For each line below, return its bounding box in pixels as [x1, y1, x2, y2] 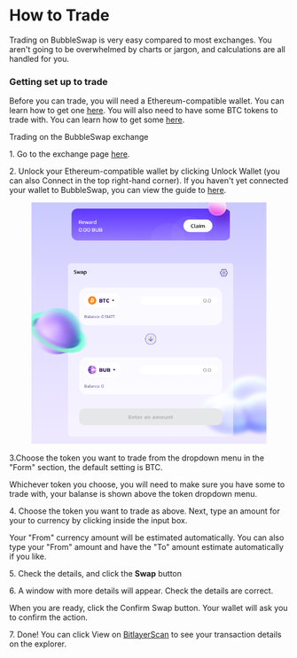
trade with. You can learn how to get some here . [9, 114, 185, 125]
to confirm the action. [9, 612, 89, 623]
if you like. [9, 551, 47, 561]
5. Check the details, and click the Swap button [9, 568, 183, 578]
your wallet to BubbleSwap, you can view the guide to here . [9, 185, 227, 196]
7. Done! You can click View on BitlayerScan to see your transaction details [9, 629, 282, 639]
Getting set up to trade [9, 75, 108, 88]
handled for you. [9, 53, 69, 64]
